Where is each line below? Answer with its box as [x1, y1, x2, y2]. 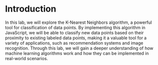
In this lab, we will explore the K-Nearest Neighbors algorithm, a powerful [5, 19, 152, 25]
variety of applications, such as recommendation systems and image [5, 40, 143, 46]
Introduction [5, 3, 57, 15]
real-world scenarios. [5, 55, 48, 61]
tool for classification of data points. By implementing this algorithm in [5, 24, 145, 30]
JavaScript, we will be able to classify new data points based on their [5, 30, 144, 35]
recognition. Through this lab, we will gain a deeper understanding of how [5, 45, 154, 51]
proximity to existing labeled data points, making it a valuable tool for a [5, 35, 147, 41]
